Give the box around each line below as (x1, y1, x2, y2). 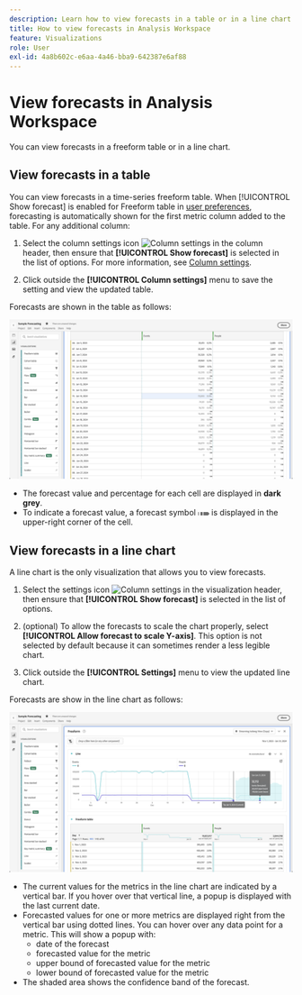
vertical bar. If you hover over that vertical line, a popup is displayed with (22, 890, 292, 901)
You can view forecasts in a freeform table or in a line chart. (9, 141, 231, 152)
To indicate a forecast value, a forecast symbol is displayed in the (22, 507, 279, 518)
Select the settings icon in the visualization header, (22, 584, 283, 595)
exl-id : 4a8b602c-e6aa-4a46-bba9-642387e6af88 (9, 52, 187, 62)
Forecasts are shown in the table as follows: (9, 301, 173, 312)
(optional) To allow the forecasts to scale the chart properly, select (22, 621, 269, 632)
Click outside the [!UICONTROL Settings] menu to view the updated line (22, 667, 290, 678)
